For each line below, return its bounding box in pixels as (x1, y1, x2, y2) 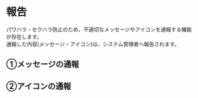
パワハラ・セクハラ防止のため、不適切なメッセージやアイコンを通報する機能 (6, 26, 192, 33)
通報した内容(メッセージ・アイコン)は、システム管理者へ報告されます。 (6, 40, 180, 48)
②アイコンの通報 (6, 81, 72, 91)
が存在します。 (6, 33, 43, 40)
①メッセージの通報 (6, 59, 79, 69)
